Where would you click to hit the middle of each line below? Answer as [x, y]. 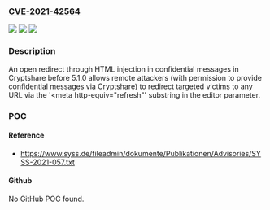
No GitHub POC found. [46, 199]
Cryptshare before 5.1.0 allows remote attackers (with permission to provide [135, 77]
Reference [26, 135]
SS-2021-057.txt [48, 162]
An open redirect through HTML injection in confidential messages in [124, 69]
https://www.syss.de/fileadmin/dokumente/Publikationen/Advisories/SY [141, 153]
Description [32, 51]
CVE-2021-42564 [45, 11]
